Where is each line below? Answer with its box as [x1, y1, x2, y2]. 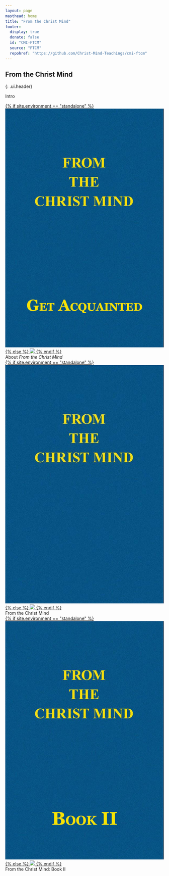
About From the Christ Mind [5, 354, 63, 360]
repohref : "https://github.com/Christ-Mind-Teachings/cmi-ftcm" [10, 51, 147, 56]
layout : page [5, 8, 33, 13]
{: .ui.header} [5, 83, 33, 89]
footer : [5, 24, 22, 29]
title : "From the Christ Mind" [5, 19, 71, 24]
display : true [10, 29, 39, 35]
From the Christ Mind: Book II [5, 866, 66, 872]
